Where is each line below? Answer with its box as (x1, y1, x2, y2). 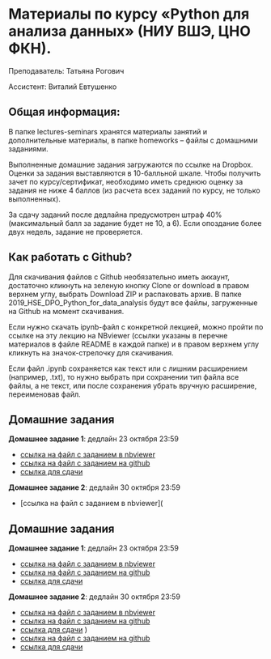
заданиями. (8, 143, 49, 154)
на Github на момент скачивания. (8, 306, 125, 316)
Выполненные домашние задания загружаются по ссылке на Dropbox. (8, 159, 253, 169)
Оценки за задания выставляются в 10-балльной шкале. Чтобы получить (8, 168, 261, 178)
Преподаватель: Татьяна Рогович (8, 66, 125, 75)
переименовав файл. (8, 389, 81, 399)
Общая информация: (8, 105, 121, 119)
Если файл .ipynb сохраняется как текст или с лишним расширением (8, 364, 248, 373)
